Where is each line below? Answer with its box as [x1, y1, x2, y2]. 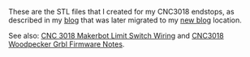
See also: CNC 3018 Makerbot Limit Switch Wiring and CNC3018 [8, 31, 225, 40]
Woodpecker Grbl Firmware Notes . [8, 39, 125, 49]
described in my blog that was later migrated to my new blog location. [8, 15, 242, 25]
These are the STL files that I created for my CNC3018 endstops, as [8, 7, 235, 16]
